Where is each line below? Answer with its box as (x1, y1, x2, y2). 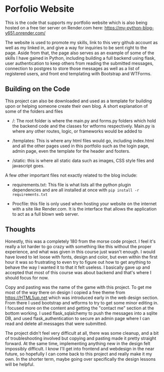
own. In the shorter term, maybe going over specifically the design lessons (5, 356, 156, 362)
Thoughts (5, 225, 36, 233)
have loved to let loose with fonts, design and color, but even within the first (5, 254, 158, 260)
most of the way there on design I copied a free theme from (5, 289, 126, 295)
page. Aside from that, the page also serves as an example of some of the (5, 50, 154, 56)
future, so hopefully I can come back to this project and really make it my (5, 351, 152, 357)
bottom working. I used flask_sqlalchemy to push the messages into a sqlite (5, 310, 158, 316)
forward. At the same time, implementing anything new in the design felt (5, 340, 151, 346)
